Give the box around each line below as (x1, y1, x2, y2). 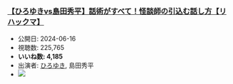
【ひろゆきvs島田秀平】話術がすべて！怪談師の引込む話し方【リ (7, 6, 227, 16)
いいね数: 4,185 (17, 52, 63, 61)
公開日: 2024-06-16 (17, 34, 76, 43)
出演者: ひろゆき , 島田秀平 (17, 61, 94, 70)
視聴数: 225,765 (17, 43, 65, 52)
